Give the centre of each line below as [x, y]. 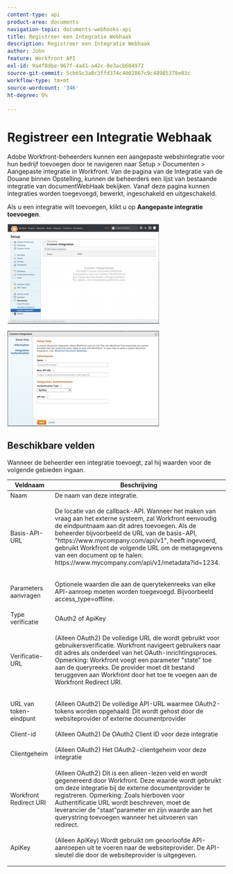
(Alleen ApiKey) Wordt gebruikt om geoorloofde [122, 840]
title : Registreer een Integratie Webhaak [69, 37]
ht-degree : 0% [28, 95]
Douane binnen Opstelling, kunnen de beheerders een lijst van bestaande [112, 179]
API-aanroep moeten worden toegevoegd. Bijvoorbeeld [134, 592]
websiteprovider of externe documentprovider [120, 718]
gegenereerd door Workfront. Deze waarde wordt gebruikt [138, 780]
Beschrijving [139, 485]
